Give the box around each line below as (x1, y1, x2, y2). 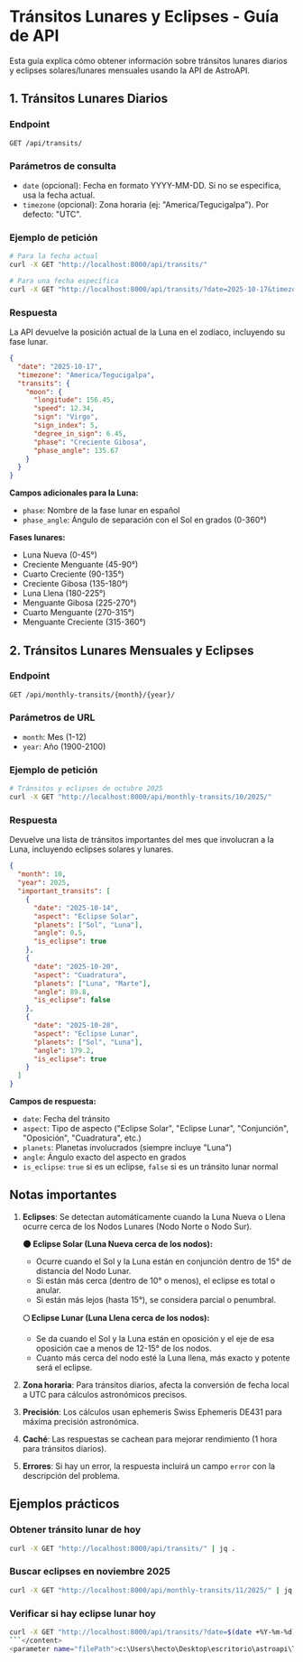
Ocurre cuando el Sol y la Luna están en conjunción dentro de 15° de (35, 1256, 291, 1267)
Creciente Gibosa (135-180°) (22, 578, 129, 589)
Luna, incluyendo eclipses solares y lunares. (9, 844, 174, 854)
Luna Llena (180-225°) (22, 588, 106, 599)
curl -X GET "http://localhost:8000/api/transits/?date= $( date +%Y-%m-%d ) (9, 1627, 297, 1637)
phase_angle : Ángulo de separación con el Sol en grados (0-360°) (22, 514, 267, 525)
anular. (35, 1284, 61, 1296)
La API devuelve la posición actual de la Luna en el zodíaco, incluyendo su (9, 327, 286, 337)
